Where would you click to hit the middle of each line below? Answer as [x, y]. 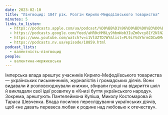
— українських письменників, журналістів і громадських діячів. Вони [79, 80]
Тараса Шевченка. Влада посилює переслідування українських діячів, [81, 102]
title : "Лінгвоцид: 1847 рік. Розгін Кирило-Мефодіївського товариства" [82, 14]
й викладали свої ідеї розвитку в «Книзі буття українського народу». [79, 91]
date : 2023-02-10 [23, 10]
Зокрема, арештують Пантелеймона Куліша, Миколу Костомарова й [78, 96]
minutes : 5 [16, 19]
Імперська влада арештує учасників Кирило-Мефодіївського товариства [83, 75]
